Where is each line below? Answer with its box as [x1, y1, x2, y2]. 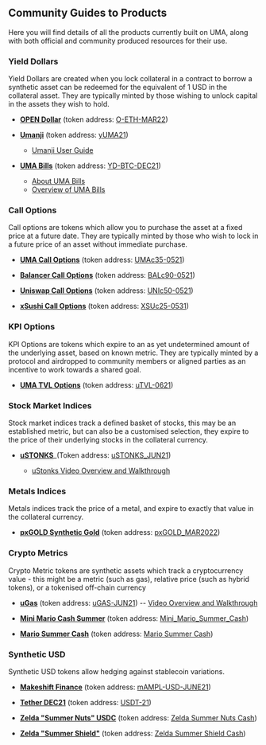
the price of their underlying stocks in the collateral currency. [8, 435, 208, 444]
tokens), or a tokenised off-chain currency [8, 583, 147, 592]
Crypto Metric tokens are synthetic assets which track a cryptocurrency [8, 565, 244, 575]
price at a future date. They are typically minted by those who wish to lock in [8, 231, 259, 241]
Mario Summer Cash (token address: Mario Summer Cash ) [19, 629, 214, 638]
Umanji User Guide [31, 146, 94, 155]
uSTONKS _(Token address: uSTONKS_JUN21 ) [19, 451, 172, 460]
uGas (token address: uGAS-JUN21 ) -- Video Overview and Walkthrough [19, 598, 258, 607]
